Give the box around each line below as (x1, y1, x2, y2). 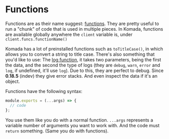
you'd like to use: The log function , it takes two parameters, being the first (5, 56, 161, 62)
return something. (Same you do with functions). (5, 128, 109, 134)
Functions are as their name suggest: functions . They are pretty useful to (5, 20, 159, 27)
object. (5, 78, 20, 84)
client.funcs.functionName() (5, 37, 68, 42)
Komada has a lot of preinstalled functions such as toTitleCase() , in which (5, 45, 163, 52)
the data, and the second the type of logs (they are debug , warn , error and (5, 62, 160, 68)
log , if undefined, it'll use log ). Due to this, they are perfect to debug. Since (5, 67, 164, 74)
